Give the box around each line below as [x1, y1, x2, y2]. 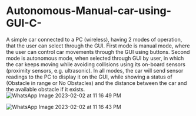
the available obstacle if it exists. [6, 86, 85, 93]
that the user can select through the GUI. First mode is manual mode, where [6, 42, 190, 49]
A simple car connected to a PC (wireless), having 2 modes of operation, [6, 36, 182, 43]
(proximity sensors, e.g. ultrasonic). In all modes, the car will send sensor [6, 67, 184, 74]
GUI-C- [6, 16, 42, 30]
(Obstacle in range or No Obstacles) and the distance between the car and [6, 79, 187, 86]
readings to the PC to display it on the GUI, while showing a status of [6, 73, 172, 80]
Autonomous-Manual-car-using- [6, 4, 172, 18]
